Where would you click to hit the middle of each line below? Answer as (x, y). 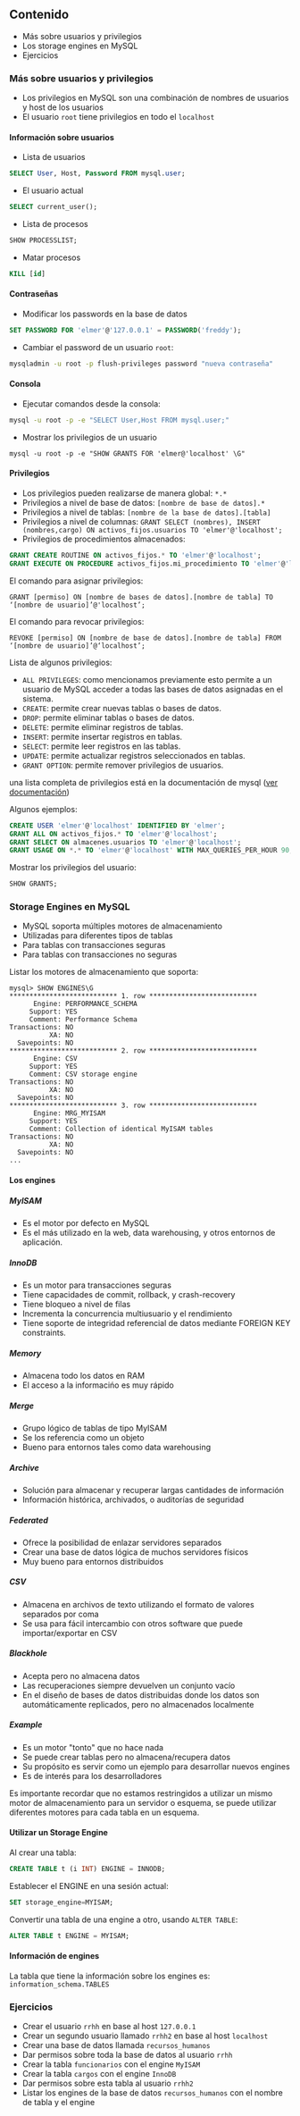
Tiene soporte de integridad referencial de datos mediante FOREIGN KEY (156, 1323)
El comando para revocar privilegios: (77, 621)
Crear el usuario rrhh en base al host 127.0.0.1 (109, 2027)
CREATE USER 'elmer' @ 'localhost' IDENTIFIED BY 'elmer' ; (117, 826)
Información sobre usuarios (62, 137)
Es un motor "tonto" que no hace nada (92, 1747)
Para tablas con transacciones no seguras (100, 954)
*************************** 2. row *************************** (133, 1051)
